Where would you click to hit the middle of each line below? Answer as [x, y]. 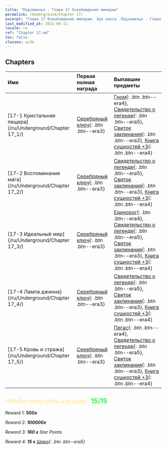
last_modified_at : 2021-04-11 [37, 24]
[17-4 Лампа [24, 292]
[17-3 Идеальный [30, 234]
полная [86, 82]
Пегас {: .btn [128, 327]
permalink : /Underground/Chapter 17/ [44, 14]
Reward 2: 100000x [26, 423]
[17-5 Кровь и [25, 349]
